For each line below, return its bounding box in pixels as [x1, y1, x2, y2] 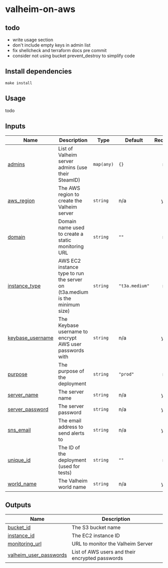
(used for [58, 463, 80, 470]
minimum [58, 301, 80, 308]
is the [58, 295, 71, 302]
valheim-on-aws [5, 4, 76, 15]
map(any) [93, 161, 114, 167]
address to [58, 424, 83, 431]
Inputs [5, 122, 26, 131]
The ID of [58, 444, 80, 451]
